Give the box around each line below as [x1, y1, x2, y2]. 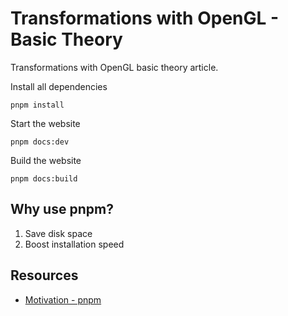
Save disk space [24, 227, 93, 239]
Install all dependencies [10, 80, 108, 92]
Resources [10, 267, 79, 284]
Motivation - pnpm [24, 293, 102, 306]
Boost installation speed [24, 238, 125, 250]
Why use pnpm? [10, 201, 114, 218]
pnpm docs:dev [10, 137, 70, 147]
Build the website [10, 154, 82, 166]
